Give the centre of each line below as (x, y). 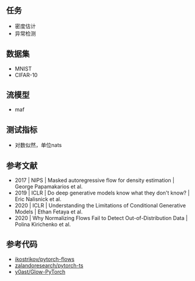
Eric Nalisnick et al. (38, 199)
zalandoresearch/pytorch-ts (49, 265)
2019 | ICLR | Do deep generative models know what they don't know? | (102, 193)
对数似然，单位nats (38, 145)
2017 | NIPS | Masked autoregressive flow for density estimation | (95, 180)
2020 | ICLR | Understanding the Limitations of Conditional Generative (100, 206)
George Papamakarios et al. (49, 187)
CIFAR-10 (26, 75)
